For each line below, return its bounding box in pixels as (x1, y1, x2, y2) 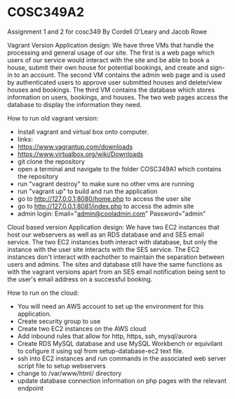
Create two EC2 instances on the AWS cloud (17, 324, 147, 332)
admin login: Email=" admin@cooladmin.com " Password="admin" (17, 209, 206, 218)
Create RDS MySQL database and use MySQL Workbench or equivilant (17, 339, 223, 347)
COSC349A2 (7, 4, 85, 20)
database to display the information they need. (7, 100, 142, 108)
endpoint (17, 384, 44, 392)
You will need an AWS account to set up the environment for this (17, 302, 204, 310)
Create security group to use (17, 316, 101, 325)
